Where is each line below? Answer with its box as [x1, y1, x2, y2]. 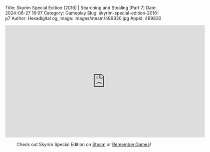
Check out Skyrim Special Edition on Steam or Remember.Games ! [16, 142, 151, 147]
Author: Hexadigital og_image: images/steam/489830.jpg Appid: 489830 [11, 15, 162, 21]
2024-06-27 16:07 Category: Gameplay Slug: [5, 10, 98, 16]
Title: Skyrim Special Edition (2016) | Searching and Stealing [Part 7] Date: [5, 5, 157, 10]
